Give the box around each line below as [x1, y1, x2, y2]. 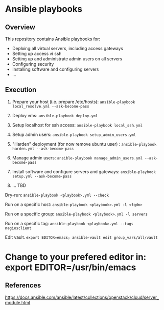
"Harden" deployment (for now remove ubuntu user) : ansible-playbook [12, 141, 157, 147]
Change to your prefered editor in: [5, 252, 147, 262]
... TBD [12, 182, 26, 188]
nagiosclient [5, 226, 32, 231]
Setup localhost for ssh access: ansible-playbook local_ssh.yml [12, 122, 143, 128]
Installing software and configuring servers [12, 66, 99, 72]
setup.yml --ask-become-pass [12, 174, 72, 179]
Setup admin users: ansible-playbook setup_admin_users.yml [12, 131, 136, 137]
